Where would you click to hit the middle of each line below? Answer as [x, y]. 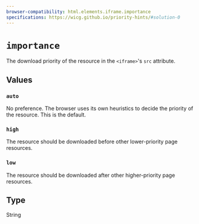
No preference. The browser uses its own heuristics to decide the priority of [100, 109]
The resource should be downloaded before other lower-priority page [92, 142]
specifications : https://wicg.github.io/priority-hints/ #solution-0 [93, 17]
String [14, 214]
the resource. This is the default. [46, 115]
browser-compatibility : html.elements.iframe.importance [79, 12]
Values [19, 80]
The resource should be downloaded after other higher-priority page [91, 175]
